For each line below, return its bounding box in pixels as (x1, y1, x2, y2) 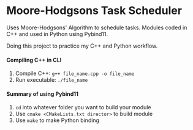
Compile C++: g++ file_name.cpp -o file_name (15, 70, 135, 77)
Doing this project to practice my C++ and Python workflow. (6, 42, 158, 49)
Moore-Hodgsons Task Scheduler (6, 4, 183, 18)
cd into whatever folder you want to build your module (15, 104, 151, 111)
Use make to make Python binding (15, 117, 100, 124)
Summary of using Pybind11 (6, 90, 78, 98)
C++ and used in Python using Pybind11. (6, 30, 108, 37)
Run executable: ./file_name (15, 76, 88, 84)
